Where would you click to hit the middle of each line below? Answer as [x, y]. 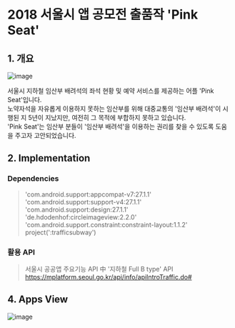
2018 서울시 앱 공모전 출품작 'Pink [103, 15]
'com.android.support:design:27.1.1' [76, 209]
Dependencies [33, 179]
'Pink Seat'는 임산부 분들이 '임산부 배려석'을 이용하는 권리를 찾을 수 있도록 [111, 126]
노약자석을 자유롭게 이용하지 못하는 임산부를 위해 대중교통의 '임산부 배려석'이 [114, 109]
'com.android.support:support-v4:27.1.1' [83, 202]
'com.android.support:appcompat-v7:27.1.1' [88, 194]
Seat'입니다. [25, 100]
